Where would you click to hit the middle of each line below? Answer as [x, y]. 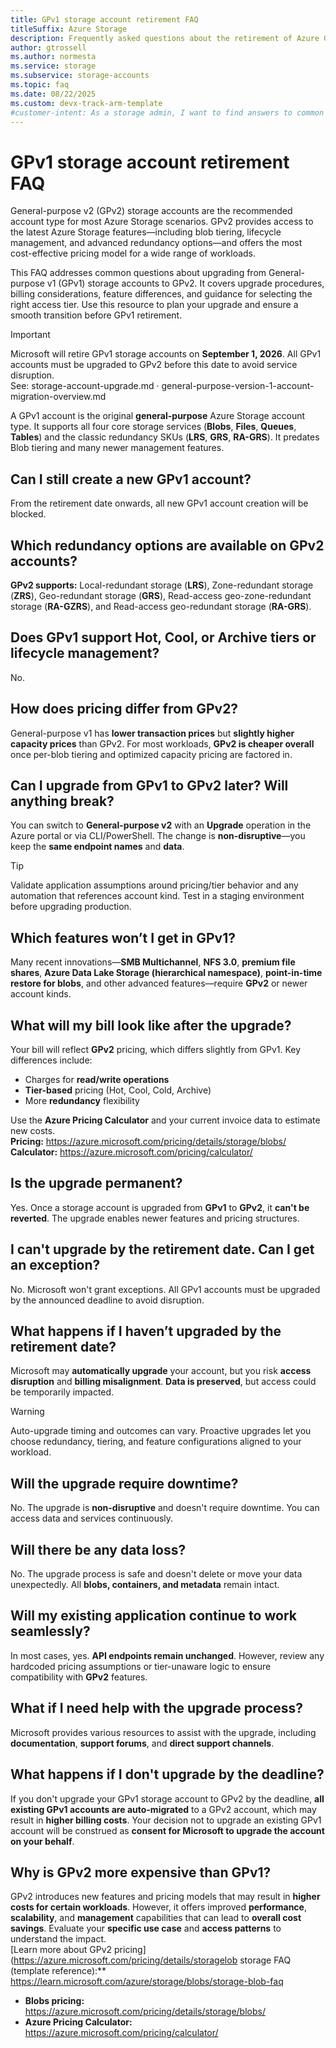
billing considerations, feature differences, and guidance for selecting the [161, 294]
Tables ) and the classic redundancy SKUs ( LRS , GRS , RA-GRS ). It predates [165, 437]
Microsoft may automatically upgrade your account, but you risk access [161, 1371]
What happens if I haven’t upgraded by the [146, 1331]
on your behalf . [42, 1841]
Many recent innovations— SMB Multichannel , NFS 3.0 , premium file [153, 962]
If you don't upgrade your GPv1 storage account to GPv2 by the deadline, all [167, 1798]
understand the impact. [58, 1939]
